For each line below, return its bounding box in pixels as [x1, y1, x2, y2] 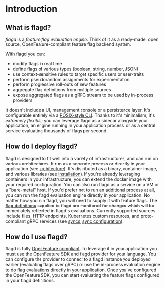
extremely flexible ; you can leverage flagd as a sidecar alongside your [5, 118, 148, 123]
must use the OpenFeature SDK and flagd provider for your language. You [5, 251, 156, 257]
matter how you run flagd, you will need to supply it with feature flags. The [5, 197, 157, 203]
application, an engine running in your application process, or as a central [5, 123, 155, 128]
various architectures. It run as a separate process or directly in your [5, 161, 145, 166]
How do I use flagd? [5, 233, 68, 241]
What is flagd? [5, 23, 51, 32]
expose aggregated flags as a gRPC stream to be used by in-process [12, 92, 154, 98]
